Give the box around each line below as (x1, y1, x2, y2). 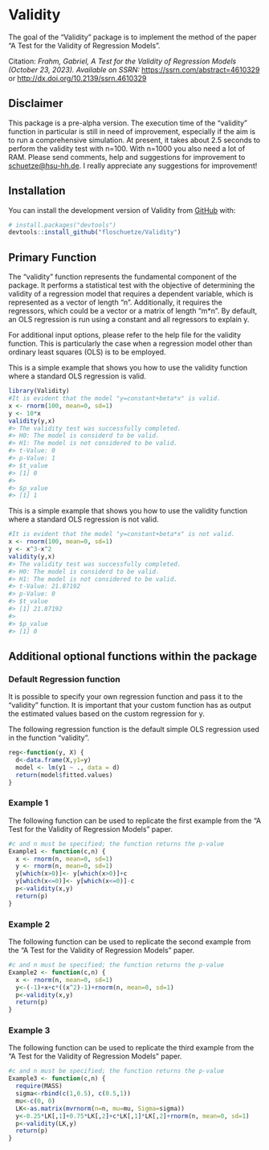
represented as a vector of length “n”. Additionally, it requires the (8, 297, 222, 307)
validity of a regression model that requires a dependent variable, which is (8, 289, 254, 299)
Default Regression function (8, 673, 120, 685)
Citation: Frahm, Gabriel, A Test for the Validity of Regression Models (8, 56, 237, 66)
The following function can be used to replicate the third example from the (8, 1043, 255, 1053)
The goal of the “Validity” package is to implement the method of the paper (8, 32, 257, 42)
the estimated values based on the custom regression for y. (8, 709, 205, 718)
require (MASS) (15, 1082, 63, 1091)
